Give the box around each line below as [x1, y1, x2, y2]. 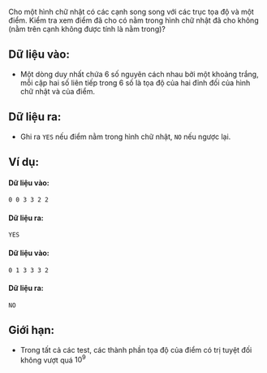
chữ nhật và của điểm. [19, 86, 96, 96]
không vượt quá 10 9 [19, 353, 87, 365]
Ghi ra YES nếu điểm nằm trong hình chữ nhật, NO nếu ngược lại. [19, 132, 231, 141]
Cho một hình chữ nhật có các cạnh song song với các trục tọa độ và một [8, 7, 254, 16]
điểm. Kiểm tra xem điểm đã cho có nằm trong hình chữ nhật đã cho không [8, 15, 259, 25]
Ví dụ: [8, 155, 39, 169]
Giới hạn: [8, 323, 55, 337]
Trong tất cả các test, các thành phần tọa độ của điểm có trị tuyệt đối [19, 345, 252, 354]
